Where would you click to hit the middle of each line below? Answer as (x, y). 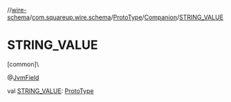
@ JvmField (23, 77)
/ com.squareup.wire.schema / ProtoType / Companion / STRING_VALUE (126, 17)
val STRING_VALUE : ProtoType (50, 91)
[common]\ (23, 64)
